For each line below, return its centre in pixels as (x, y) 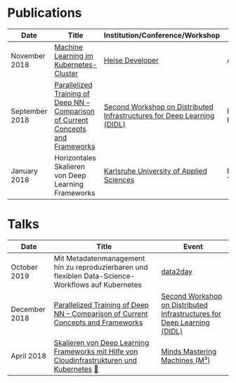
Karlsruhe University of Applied (156, 171)
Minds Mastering (189, 351)
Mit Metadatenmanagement (99, 258)
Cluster (66, 73)
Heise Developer (132, 60)
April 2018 (29, 356)
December (28, 309)
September (29, 111)
